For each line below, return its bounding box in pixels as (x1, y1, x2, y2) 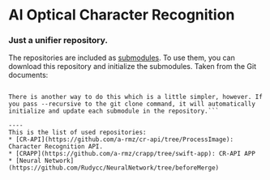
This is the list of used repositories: (8, 128, 148, 137)
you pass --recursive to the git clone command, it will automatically (8, 100, 255, 109)
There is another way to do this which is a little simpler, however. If (8, 93, 264, 101)
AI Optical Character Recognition (8, 6, 235, 24)
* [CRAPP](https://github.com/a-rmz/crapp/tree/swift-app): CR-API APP (8, 150, 255, 158)
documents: (8, 71, 49, 80)
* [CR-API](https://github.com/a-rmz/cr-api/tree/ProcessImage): (8, 135, 234, 144)
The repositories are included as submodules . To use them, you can (8, 53, 235, 62)
